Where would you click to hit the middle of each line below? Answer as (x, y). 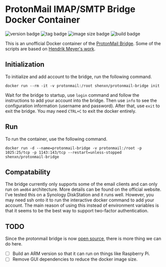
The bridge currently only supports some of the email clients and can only (81, 184)
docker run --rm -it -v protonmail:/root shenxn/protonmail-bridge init (82, 86)
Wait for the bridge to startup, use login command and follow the (72, 95)
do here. (14, 244)
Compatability (28, 172)
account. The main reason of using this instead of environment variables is (82, 205)
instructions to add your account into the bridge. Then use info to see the (81, 100)
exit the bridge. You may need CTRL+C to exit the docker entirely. (71, 111)
